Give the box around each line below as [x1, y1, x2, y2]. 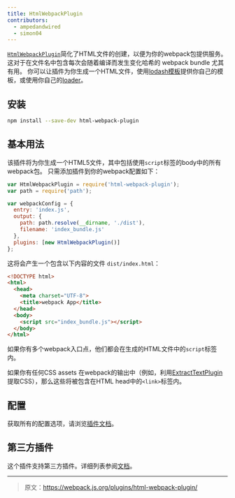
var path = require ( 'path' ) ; [7, 187, 92, 194]
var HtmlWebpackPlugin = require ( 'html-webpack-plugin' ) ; [7, 181, 180, 188]
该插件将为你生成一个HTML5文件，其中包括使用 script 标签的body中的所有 [7, 158, 222, 166]
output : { [13, 213, 42, 220]
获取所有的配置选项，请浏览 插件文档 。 [7, 420, 117, 428]
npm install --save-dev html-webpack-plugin [7, 117, 139, 124]
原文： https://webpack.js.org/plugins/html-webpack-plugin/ [24, 483, 198, 491]
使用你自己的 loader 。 [25, 76, 87, 85]
